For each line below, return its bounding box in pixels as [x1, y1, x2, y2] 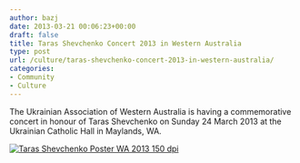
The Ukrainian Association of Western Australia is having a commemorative [9, 106, 292, 117]
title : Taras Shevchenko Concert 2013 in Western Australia [9, 38, 243, 48]
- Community [9, 73, 55, 82]
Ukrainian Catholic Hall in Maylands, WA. [9, 125, 162, 137]
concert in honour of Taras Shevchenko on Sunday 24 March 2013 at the [9, 116, 282, 127]
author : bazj [9, 13, 59, 23]
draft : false [9, 30, 59, 39]
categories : [9, 65, 55, 74]
